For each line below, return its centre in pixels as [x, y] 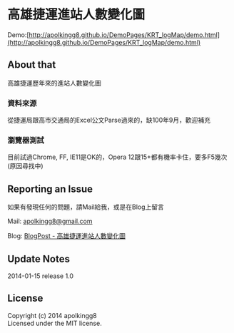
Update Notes [39, 258]
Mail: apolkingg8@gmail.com [50, 221]
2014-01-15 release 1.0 [40, 276]
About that [32, 65]
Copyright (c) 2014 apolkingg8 [52, 315]
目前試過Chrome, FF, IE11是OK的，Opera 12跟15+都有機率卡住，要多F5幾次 [117, 157]
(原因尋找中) [26, 166]
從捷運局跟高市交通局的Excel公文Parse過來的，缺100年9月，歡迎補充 [109, 120]
